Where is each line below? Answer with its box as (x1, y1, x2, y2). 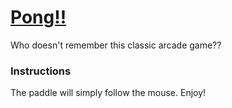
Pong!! (10, 6, 67, 29)
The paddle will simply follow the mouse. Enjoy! (10, 87, 207, 99)
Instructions (10, 64, 72, 78)
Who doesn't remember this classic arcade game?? (10, 39, 222, 51)
